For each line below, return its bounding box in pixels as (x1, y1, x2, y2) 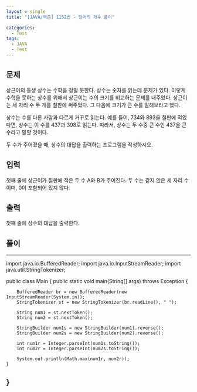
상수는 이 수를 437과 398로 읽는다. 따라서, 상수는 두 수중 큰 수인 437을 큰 (18, 121, 187, 128)
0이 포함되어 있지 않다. (18, 184, 70, 191)
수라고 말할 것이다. (6, 128, 49, 135)
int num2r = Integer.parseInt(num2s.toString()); (16, 346, 141, 352)
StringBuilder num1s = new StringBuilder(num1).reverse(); (16, 325, 164, 331)
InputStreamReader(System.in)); (6, 294, 85, 300)
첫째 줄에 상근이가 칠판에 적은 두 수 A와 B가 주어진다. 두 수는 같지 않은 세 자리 (6, 177, 183, 184)
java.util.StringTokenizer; (6, 266, 66, 274)
